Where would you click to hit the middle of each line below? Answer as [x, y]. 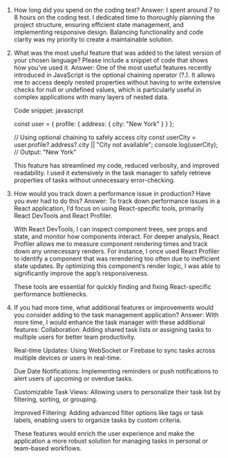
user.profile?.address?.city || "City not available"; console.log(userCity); [116, 144]
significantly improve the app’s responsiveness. [81, 273]
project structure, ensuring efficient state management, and [99, 25]
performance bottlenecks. [51, 294]
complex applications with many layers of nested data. [91, 97]
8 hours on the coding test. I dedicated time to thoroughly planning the [114, 17]
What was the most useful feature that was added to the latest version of [117, 53]
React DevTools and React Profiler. [63, 215]
